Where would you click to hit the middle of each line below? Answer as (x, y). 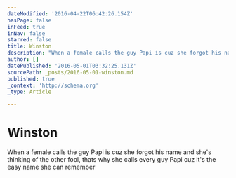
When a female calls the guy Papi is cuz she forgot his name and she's (110, 152)
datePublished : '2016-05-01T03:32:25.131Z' (72, 66)
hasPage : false (29, 20)
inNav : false (26, 33)
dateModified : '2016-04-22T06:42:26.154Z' (70, 14)
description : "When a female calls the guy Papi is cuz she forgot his (114, 53)
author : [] (23, 60)
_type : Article (29, 92)
